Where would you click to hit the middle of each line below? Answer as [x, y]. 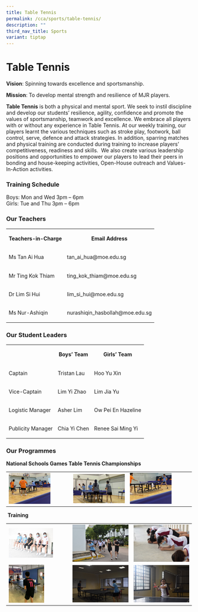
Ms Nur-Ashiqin [28, 313]
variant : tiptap [26, 37]
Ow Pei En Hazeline [118, 410]
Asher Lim [70, 410]
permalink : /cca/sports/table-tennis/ [54, 19]
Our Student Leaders [37, 335]
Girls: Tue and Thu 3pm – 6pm [43, 204]
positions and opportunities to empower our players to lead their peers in [95, 157]
